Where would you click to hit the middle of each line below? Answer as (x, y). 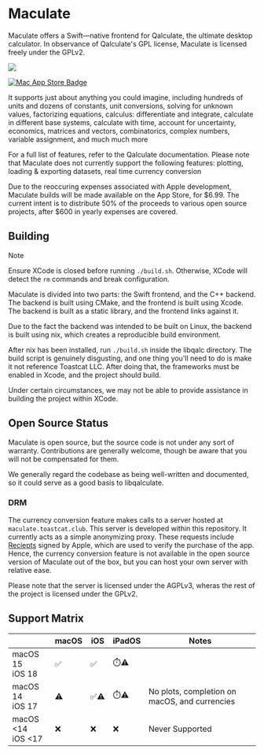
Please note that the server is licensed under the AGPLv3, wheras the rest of (132, 585)
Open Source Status (58, 423)
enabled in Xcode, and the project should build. (84, 375)
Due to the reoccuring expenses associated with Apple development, (120, 187)
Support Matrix (46, 619)
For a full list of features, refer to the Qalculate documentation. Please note (129, 154)
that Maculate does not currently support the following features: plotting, (126, 163)
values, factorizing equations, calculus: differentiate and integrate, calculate (131, 114)
